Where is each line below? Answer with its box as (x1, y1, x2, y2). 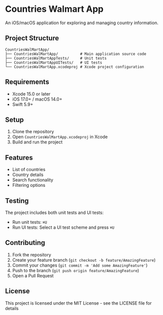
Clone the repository (12, 129, 54, 135)
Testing (5, 196, 29, 205)
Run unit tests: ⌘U (12, 219, 47, 225)
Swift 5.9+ (12, 101, 33, 107)
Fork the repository (12, 251, 52, 257)
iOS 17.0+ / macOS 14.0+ (12, 96, 63, 102)
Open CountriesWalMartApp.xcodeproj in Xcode (12, 134, 108, 140)
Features (5, 153, 33, 162)
